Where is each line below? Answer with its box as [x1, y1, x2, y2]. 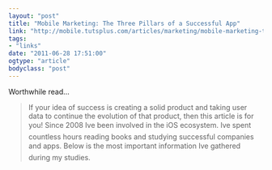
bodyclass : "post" [8, 65, 70, 73]
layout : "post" [8, 11, 60, 20]
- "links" [8, 42, 42, 50]
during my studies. [28, 152, 91, 162]
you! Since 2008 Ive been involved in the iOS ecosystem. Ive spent [28, 120, 252, 130]
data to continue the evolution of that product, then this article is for [28, 111, 254, 121]
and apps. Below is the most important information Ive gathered [28, 141, 241, 151]
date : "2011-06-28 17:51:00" [8, 49, 107, 57]
